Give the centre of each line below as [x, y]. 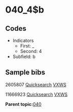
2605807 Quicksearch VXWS [36, 84]
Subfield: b [24, 57]
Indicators [23, 40]
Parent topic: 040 [23, 104]
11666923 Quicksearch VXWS [36, 94]
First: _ [27, 46]
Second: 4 [31, 51]
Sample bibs [25, 72]
